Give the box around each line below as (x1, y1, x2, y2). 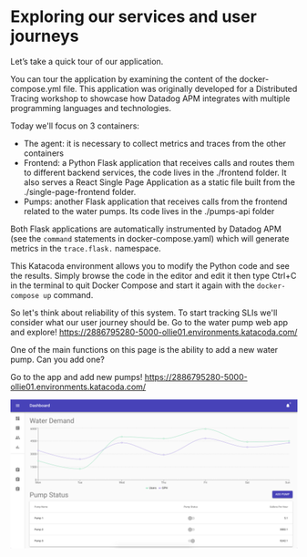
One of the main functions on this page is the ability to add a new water (10, 344, 279, 355)
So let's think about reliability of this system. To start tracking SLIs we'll (10, 307, 278, 318)
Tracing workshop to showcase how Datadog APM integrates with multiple (10, 93, 291, 104)
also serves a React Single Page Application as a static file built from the (23, 176, 295, 188)
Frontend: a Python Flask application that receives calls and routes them (23, 157, 295, 168)
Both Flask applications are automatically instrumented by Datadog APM (10, 223, 281, 234)
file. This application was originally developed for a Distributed (63, 83, 298, 94)
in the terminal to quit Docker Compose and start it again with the (10, 280, 255, 291)
